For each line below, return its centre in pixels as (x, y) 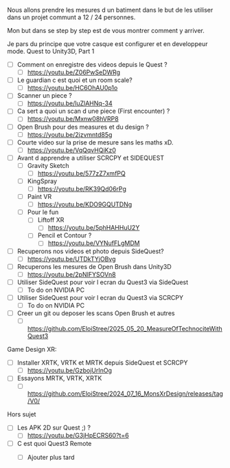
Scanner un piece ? (44, 96)
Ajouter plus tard (51, 457)
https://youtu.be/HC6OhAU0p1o (72, 88)
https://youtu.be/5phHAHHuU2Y (94, 228)
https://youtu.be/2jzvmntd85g (70, 134)
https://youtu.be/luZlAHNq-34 (70, 103)
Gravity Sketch (48, 165)
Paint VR (39, 197)
